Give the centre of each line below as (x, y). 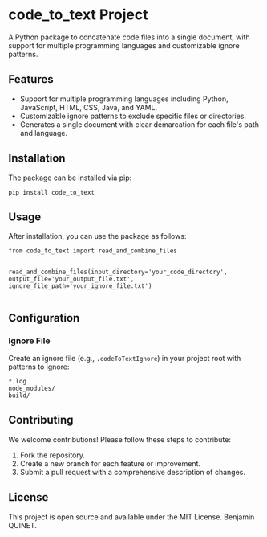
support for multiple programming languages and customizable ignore (124, 45)
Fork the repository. (53, 455)
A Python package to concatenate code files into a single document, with (129, 37)
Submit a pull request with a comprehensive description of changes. (133, 472)
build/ (19, 396)
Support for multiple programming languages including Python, (124, 99)
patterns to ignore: (39, 367)
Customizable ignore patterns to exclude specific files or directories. (133, 116)
